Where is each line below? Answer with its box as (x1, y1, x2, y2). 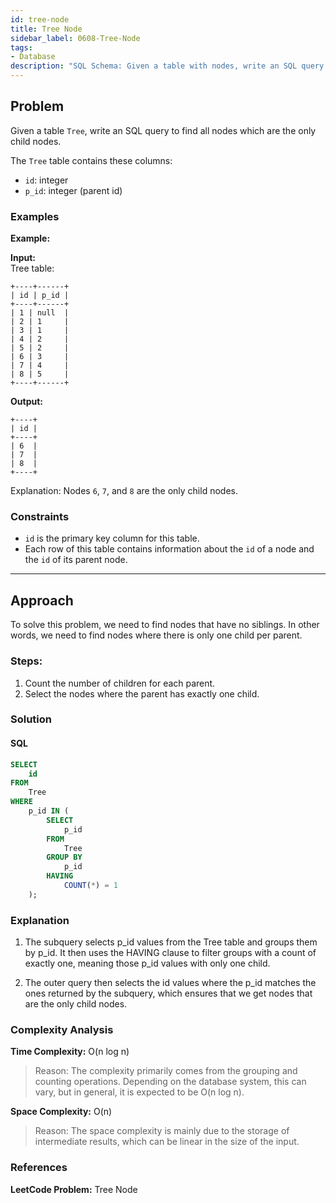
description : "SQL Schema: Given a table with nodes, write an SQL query (10, 61, 325, 71)
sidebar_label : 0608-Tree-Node (10, 33, 141, 43)
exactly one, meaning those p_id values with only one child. (24, 957, 271, 970)
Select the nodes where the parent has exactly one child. (24, 687, 260, 700)
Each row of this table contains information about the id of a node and (24, 543, 315, 555)
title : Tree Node (10, 24, 83, 34)
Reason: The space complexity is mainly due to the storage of (34, 1125, 290, 1137)
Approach (10, 592, 74, 609)
